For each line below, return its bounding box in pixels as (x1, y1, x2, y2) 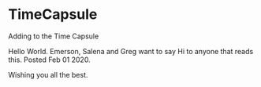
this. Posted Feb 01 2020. (8, 55, 91, 64)
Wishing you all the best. (8, 70, 88, 79)
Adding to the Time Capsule (8, 31, 99, 41)
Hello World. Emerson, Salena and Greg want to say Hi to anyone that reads (8, 46, 254, 56)
